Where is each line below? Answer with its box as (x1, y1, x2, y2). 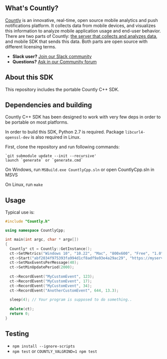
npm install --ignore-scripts (12, 344, 76, 349)
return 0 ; (9, 311, 30, 316)
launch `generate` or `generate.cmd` (5, 158, 83, 163)
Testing (5, 330, 29, 338)
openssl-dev (5, 135, 30, 140)
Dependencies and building (5, 101, 92, 109)
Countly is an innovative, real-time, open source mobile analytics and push (5, 17, 158, 23)
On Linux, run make (5, 181, 43, 187)
